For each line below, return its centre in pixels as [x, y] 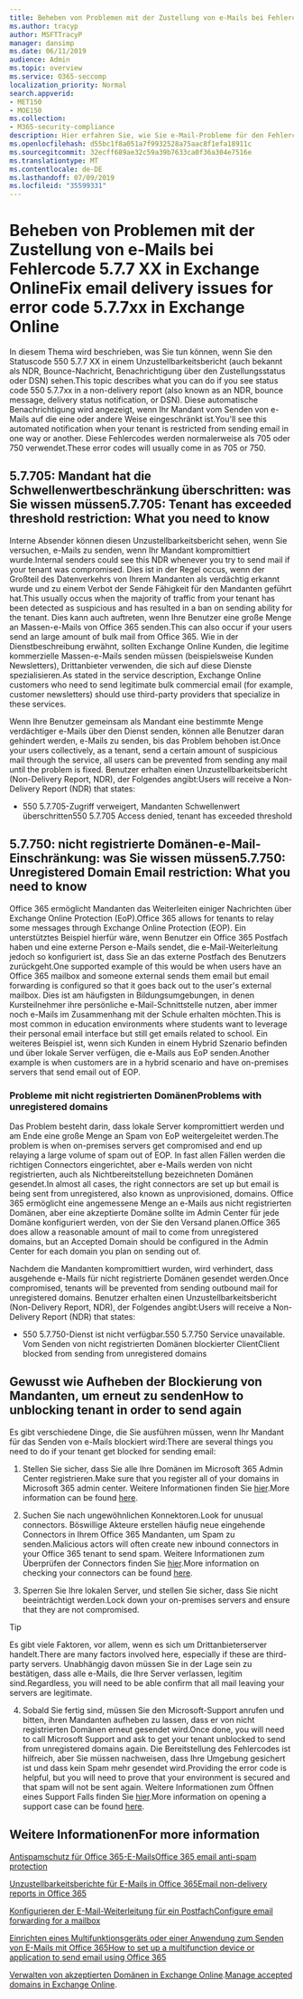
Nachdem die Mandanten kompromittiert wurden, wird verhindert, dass [141, 1268]
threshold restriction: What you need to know [140, 519]
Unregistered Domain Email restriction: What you [150, 872]
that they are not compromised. [81, 1609]
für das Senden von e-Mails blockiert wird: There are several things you [141, 1441]
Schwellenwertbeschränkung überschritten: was [150, 491]
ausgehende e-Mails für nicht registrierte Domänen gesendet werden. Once [149, 1278]
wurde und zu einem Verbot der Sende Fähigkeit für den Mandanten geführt [151, 588]
